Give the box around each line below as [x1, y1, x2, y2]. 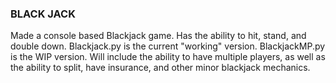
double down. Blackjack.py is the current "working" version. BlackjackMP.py [10, 40, 326, 52]
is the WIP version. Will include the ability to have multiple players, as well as [10, 51, 326, 63]
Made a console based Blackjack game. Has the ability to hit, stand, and [10, 30, 307, 42]
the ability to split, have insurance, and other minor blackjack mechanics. [10, 62, 311, 74]
